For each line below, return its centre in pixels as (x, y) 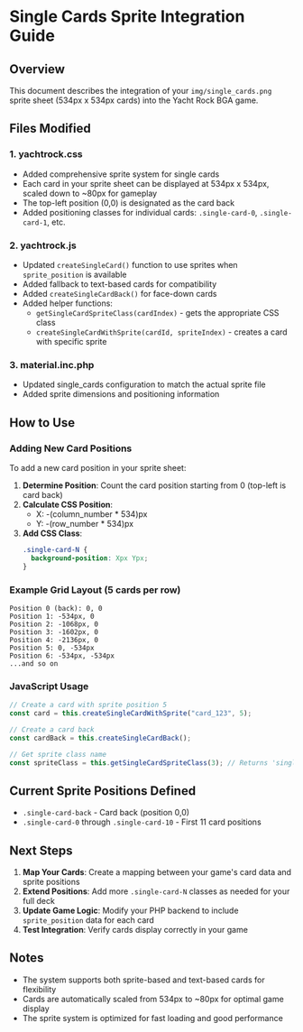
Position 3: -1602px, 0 (54, 632)
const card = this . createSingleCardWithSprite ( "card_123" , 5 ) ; (131, 714)
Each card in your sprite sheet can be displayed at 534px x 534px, (146, 183)
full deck (39, 901)
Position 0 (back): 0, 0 (56, 608)
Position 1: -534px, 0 (52, 616)
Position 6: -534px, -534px (62, 656)
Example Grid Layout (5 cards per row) (95, 590)
